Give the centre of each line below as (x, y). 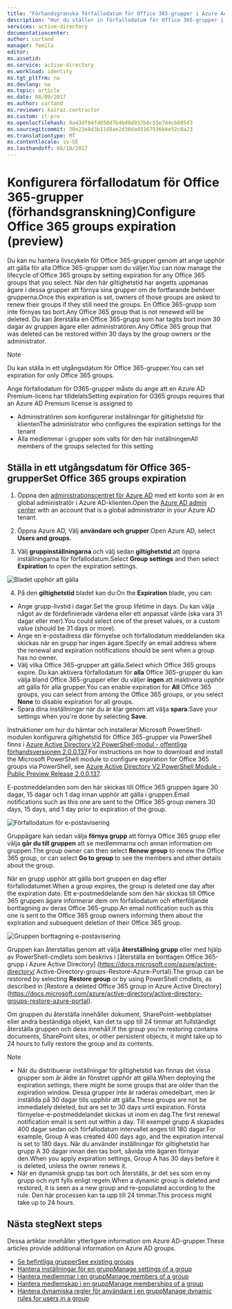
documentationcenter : (38, 33)
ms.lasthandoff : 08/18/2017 (48, 149)
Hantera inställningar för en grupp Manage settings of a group (104, 1269)
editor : (18, 52)
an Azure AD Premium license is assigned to (70, 403)
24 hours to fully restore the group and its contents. (80, 1043)
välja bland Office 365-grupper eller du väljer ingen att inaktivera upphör (120, 679)
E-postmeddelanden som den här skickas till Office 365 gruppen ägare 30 (113, 787)
